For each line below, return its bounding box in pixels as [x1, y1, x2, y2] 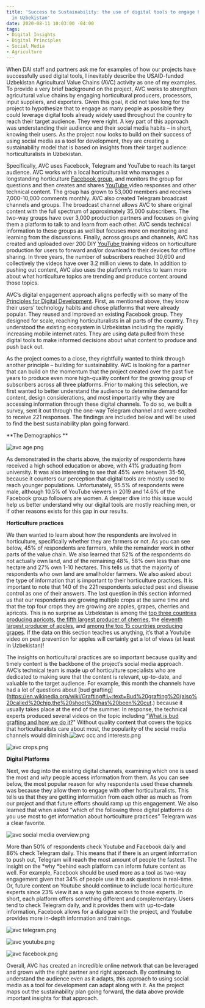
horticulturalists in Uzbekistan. [6, 150, 83, 157]
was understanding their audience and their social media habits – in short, [6, 124, 192, 132]
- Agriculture [6, 49, 43, 55]
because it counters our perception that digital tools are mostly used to [6, 475, 185, 482]
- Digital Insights [6, 32, 56, 38]
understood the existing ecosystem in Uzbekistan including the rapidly [6, 323, 184, 330]
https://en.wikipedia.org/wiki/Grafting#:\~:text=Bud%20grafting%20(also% [8, 692, 198, 700]
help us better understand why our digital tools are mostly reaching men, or [6, 501, 196, 508]
